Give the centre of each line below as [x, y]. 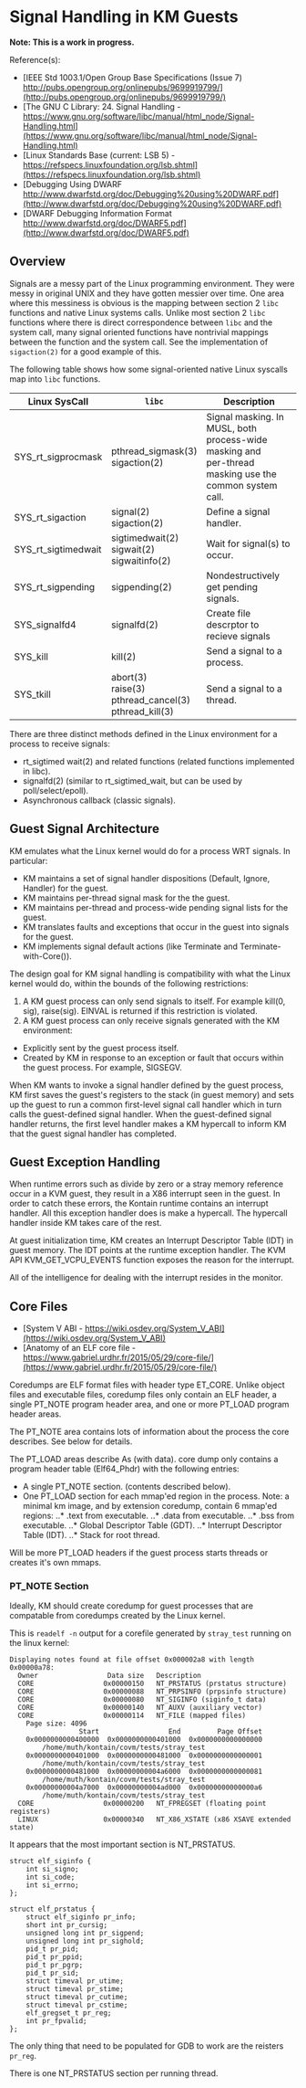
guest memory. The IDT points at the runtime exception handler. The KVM [148, 1250]
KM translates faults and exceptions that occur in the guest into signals [156, 927]
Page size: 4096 [57, 1724]
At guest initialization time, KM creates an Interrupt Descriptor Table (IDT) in [152, 1240]
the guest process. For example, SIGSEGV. [102, 1067]
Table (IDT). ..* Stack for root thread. [91, 1535]
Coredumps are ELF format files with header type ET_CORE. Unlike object [147, 1385]
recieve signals [239, 636]
